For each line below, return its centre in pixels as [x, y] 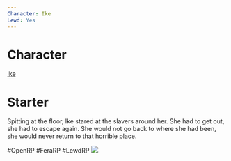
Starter [28, 102]
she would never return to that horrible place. [72, 136]
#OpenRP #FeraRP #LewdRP [48, 151]
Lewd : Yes [22, 20]
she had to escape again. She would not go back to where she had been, [112, 129]
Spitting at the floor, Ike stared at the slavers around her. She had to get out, [116, 121]
